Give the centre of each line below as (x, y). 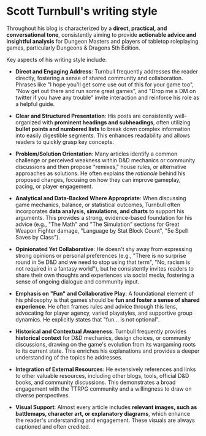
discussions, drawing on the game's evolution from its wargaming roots (105, 344)
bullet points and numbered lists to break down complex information (103, 129)
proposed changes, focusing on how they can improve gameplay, (98, 179)
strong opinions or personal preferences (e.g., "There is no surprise (101, 255)
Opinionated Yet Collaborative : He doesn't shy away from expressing (104, 249)
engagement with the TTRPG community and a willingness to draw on (103, 389)
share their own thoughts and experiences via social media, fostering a (105, 275)
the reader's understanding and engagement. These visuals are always (105, 420)
